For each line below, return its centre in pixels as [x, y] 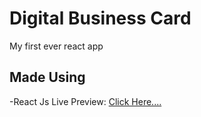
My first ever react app [56, 46]
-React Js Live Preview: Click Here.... [85, 101]
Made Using [47, 77]
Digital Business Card [100, 18]
